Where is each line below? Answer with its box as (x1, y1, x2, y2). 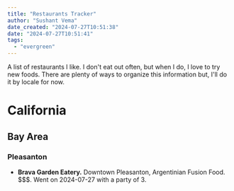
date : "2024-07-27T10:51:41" (7, 30, 94, 37)
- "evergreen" (13, 43, 55, 50)
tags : (7, 37, 23, 44)
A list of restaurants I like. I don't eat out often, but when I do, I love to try (7, 63, 221, 71)
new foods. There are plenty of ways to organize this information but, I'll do (7, 70, 228, 79)
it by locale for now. (7, 78, 65, 86)
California (7, 103, 67, 119)
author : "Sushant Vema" (7, 17, 78, 24)
